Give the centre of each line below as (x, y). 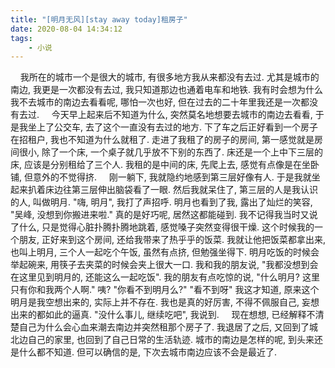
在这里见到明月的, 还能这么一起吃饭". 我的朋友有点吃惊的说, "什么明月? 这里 (165, 277)
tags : (21, 38)
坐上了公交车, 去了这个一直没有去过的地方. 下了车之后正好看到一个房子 (172, 127)
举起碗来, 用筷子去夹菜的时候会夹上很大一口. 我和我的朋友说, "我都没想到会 (164, 265)
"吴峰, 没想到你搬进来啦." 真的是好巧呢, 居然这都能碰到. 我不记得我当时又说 (164, 215)
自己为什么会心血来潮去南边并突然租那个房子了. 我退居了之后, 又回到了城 (168, 327)
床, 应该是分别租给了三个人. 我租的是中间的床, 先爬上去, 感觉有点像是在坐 (160, 165)
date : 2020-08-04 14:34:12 (66, 29)
